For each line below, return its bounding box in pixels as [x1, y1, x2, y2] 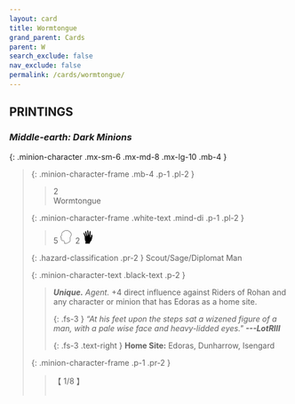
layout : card [9, 14, 58, 23]
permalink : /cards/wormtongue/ [9, 71, 125, 80]
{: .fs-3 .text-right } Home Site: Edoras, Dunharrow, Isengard [52, 340, 275, 351]
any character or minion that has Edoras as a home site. [52, 296, 258, 306]
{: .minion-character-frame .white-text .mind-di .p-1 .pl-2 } [30, 212, 244, 223]
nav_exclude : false [9, 61, 82, 70]
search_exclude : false [9, 51, 93, 61]
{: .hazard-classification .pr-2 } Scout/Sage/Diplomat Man [30, 252, 243, 263]
